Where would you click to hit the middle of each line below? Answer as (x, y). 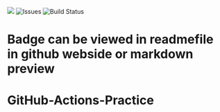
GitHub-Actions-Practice (81, 101)
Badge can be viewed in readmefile (110, 40)
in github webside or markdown (100, 54)
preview (31, 69)
